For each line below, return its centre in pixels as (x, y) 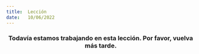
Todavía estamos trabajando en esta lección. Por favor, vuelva (101, 38)
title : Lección (26, 12)
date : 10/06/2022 (31, 17)
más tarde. (101, 46)
